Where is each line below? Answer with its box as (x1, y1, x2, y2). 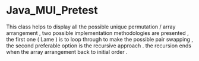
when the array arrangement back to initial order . (6, 48, 128, 55)
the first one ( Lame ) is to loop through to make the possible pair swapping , (6, 36, 194, 43)
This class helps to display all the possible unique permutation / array (6, 23, 176, 30)
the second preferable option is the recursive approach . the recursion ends (6, 42, 192, 49)
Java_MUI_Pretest (6, 4, 98, 17)
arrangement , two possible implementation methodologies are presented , (6, 29, 189, 36)
